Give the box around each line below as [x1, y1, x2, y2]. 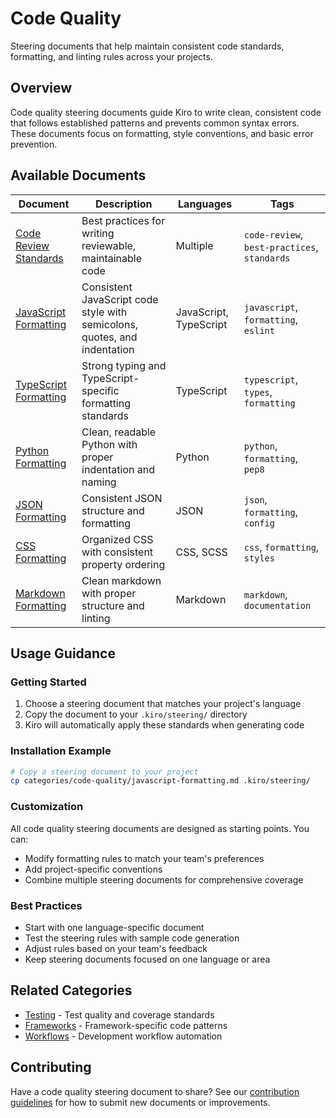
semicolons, [81, 317, 139, 331]
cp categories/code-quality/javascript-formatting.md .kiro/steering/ [10, 776, 311, 786]
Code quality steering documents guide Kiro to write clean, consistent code [10, 106, 322, 118]
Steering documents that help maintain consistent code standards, [10, 40, 285, 52]
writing [81, 226, 115, 240]
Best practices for [81, 213, 166, 227]
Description [95, 197, 153, 211]
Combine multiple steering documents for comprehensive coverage [24, 873, 304, 886]
